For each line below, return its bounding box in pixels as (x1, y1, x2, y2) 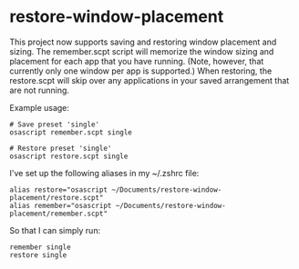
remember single (9, 243, 71, 252)
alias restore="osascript (9, 184, 108, 194)
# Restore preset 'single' (9, 144, 112, 153)
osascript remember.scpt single (9, 127, 132, 137)
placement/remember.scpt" (9, 209, 108, 218)
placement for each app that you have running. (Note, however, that (9, 55, 264, 66)
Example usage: (9, 102, 70, 113)
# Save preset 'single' (9, 120, 100, 129)
